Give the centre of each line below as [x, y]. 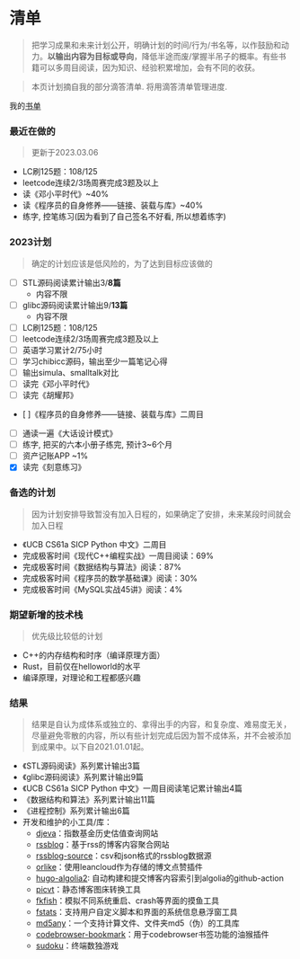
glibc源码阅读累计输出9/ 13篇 [75, 305]
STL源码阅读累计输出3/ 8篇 [71, 282]
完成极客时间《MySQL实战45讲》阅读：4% [102, 589]
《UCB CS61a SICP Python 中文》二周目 [94, 544]
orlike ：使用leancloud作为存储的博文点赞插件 [119, 867]
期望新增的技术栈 [46, 615]
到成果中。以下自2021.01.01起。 [90, 747]
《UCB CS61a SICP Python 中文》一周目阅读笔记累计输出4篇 [132, 788]
